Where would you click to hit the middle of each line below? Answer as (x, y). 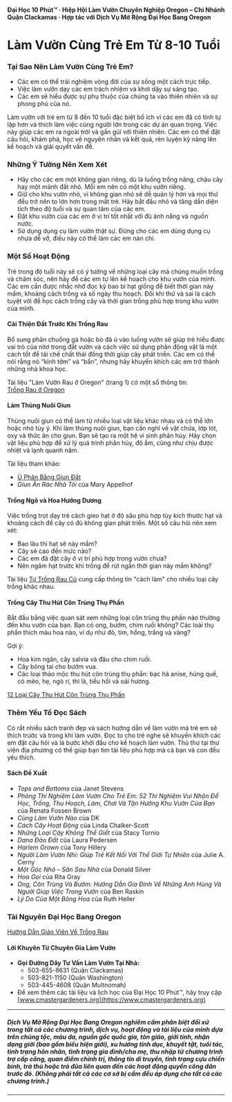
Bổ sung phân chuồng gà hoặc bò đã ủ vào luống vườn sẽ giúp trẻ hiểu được (116, 339)
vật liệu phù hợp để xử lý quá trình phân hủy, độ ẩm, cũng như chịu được (110, 443)
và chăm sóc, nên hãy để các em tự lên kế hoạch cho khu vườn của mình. (112, 279)
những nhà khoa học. (37, 369)
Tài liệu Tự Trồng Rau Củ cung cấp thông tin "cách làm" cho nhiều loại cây (113, 579)
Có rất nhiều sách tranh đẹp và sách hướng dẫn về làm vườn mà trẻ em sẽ (112, 728)
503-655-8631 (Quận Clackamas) (75, 970)
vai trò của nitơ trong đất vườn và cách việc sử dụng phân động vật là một (112, 347)
